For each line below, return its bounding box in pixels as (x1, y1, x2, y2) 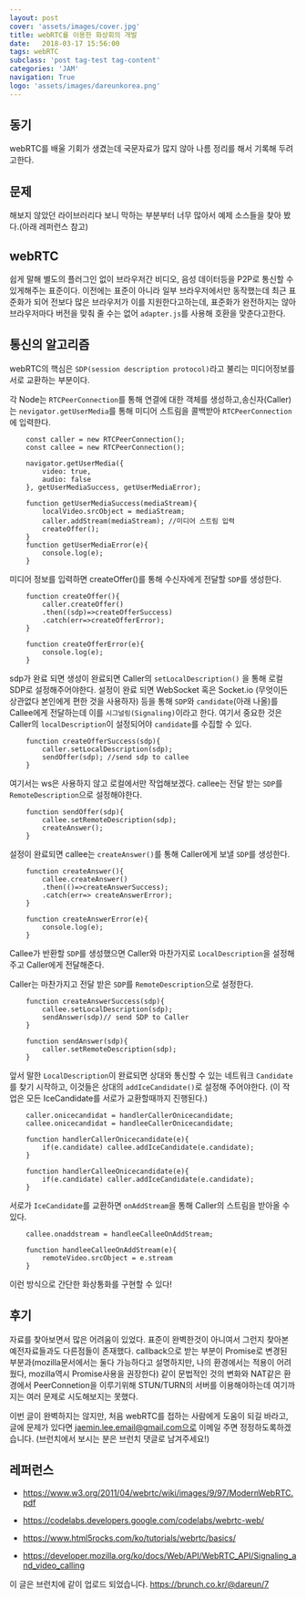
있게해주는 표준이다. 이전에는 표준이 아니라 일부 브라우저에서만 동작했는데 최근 (9, 285, 287, 297)
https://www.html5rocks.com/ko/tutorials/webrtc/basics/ (22, 1532, 237, 1543)
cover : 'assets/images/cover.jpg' (9, 22, 141, 31)
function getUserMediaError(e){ (25, 540, 148, 549)
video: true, (42, 466, 92, 476)
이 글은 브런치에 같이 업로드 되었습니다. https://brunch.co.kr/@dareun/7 (9, 1578, 270, 1589)
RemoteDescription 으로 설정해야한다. (9, 789, 143, 799)
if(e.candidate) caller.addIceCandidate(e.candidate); (42, 1175, 255, 1184)
